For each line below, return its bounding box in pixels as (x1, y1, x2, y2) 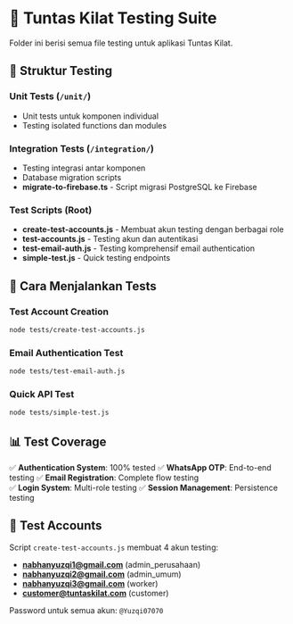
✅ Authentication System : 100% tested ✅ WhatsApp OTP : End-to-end (9, 462, 272, 472)
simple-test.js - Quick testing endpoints (21, 253, 171, 263)
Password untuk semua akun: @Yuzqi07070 (9, 604, 164, 615)
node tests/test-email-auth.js (9, 367, 126, 376)
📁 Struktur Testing (9, 63, 113, 79)
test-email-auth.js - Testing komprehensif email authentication (21, 243, 256, 254)
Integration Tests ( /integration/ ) (9, 142, 154, 154)
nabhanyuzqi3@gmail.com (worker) (21, 578, 159, 588)
